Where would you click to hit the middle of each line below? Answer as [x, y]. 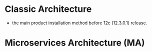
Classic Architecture [48, 9]
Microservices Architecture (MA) [75, 43]
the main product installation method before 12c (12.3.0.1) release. [79, 23]
